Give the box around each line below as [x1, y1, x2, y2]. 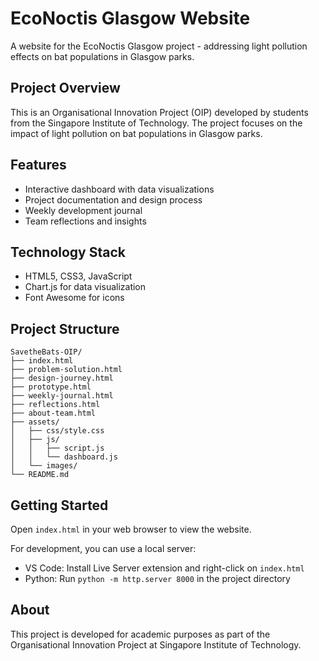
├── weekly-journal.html [10, 391, 114, 401]
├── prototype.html [10, 382, 92, 392]
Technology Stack [10, 243, 126, 261]
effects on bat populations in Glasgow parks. [10, 50, 195, 62]
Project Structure [10, 320, 120, 337]
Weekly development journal [24, 204, 143, 216]
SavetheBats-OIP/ [10, 347, 83, 357]
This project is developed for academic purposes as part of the [10, 628, 271, 640]
